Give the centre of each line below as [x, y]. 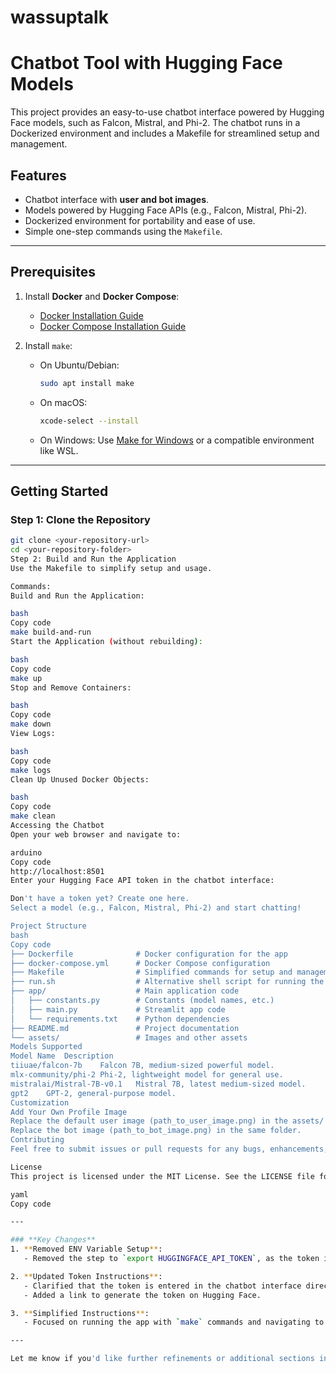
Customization [40, 1102]
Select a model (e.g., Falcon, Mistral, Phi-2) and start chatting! [156, 908]
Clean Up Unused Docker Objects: [80, 779]
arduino [26, 852]
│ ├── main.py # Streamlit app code [118, 1009]
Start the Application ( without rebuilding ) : [106, 642]
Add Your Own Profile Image [69, 1112]
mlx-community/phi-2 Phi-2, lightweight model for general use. [147, 1075]
